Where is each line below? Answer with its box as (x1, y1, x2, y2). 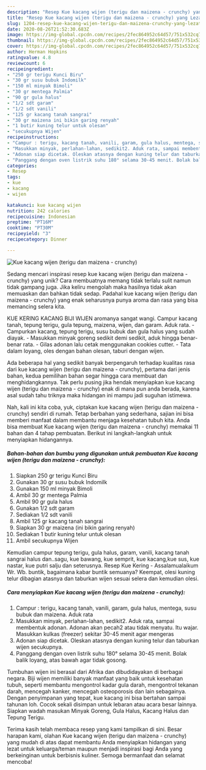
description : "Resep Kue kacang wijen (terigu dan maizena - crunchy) (7, 9, 191, 15)
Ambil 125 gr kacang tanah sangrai (15, 517, 103, 525)
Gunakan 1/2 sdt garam (15, 504, 75, 512)
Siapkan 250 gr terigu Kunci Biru (15, 472, 98, 479)
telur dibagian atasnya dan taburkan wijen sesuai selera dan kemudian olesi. (7, 575, 199, 582)
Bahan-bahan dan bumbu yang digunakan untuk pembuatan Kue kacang (7, 450, 198, 457)
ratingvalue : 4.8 (7, 54, 51, 61)
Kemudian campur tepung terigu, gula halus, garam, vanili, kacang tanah (7, 548, 189, 556)
